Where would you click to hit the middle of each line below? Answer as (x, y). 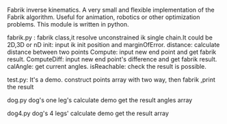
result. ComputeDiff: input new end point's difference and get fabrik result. (112, 59)
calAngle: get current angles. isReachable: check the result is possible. (107, 66)
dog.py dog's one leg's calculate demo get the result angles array (100, 100)
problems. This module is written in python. (68, 24)
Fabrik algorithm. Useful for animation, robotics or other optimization (104, 17)
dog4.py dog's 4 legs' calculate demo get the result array (88, 113)
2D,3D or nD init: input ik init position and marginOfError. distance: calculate (113, 45)
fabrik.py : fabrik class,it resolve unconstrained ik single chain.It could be (110, 37)
